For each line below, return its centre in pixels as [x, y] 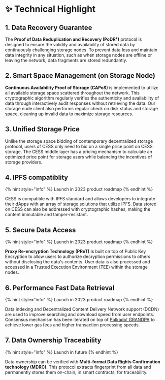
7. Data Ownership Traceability [53, 340]
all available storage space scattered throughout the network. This [72, 93]
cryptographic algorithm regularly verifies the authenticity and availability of [82, 98]
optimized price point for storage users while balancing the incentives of [79, 157]
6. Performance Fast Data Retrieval [60, 288]
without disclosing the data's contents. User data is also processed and [78, 262]
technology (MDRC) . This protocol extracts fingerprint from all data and [78, 367]
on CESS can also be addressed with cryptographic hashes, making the [78, 209]
